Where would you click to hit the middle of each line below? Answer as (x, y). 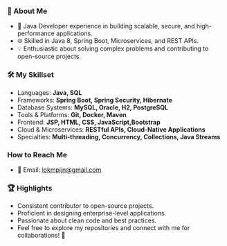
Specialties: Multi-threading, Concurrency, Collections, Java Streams (119, 137)
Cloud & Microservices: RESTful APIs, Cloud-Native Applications (111, 129)
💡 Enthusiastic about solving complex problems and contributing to (113, 49)
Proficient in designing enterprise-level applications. (92, 213)
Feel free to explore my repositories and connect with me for (103, 228)
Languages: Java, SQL (49, 92)
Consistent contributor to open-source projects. (85, 206)
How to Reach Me (37, 155)
